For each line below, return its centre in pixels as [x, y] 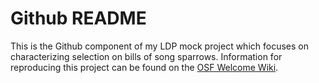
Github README [78, 18]
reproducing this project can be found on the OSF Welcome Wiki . [144, 67]
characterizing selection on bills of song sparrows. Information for [146, 56]
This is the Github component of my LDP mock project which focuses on [159, 46]
